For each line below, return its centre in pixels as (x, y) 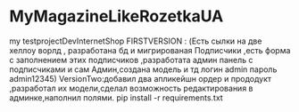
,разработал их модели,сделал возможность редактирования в (131, 88)
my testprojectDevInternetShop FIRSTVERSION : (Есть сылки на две (136, 41)
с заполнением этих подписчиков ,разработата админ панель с (131, 60)
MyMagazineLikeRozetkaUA (116, 16)
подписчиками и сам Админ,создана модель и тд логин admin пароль (143, 69)
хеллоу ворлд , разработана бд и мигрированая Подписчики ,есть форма (150, 50)
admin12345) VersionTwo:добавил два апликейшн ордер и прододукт (141, 78)
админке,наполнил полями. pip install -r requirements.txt (116, 97)
